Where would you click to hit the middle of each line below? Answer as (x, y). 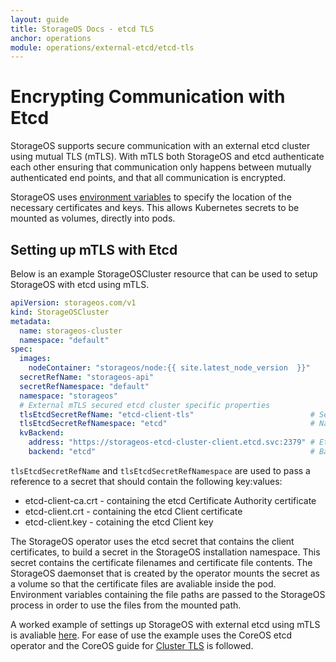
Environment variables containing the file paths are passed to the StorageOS (168, 594)
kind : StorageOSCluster (60, 312)
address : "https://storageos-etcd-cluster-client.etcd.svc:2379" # (171, 442)
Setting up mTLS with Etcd (94, 249)
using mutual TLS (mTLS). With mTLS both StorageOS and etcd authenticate (167, 157)
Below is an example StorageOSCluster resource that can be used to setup (164, 274)
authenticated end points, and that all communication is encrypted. (148, 178)
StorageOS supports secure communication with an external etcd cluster (160, 146)
